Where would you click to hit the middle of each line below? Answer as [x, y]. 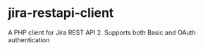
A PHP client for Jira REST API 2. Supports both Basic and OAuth [102, 32]
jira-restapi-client [61, 13]
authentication [29, 39]
